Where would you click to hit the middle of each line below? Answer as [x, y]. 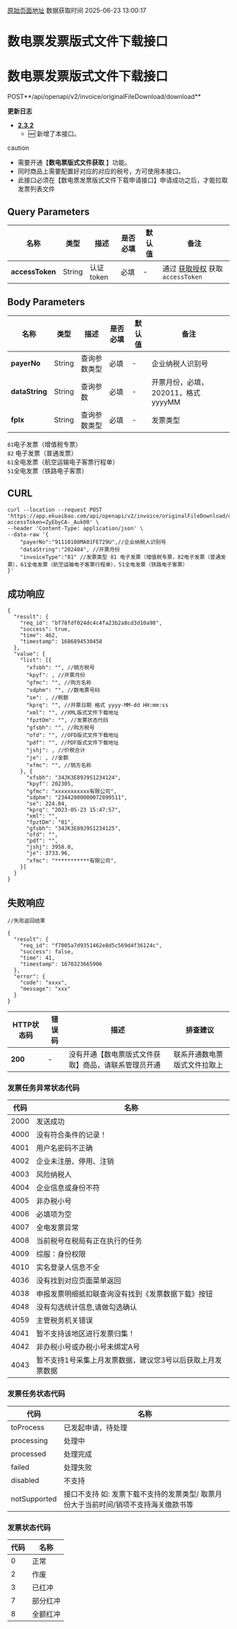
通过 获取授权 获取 [193, 269]
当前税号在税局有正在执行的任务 [89, 1241]
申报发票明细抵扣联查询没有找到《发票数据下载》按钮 [124, 1294]
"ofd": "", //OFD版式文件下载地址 [72, 735]
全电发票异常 [57, 1227]
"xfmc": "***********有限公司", [72, 861]
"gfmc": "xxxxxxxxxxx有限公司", [72, 792]
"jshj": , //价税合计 [56, 751]
